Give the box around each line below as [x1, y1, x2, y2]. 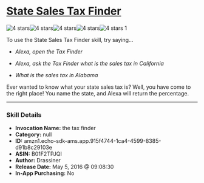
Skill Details [6, 111, 42, 119]
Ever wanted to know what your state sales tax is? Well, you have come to [6, 83, 191, 91]
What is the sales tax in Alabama [15, 71, 98, 78]
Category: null [15, 131, 52, 138]
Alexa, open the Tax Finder [15, 47, 83, 55]
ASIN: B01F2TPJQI [15, 150, 62, 157]
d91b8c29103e [15, 144, 53, 151]
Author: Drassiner [15, 157, 61, 164]
